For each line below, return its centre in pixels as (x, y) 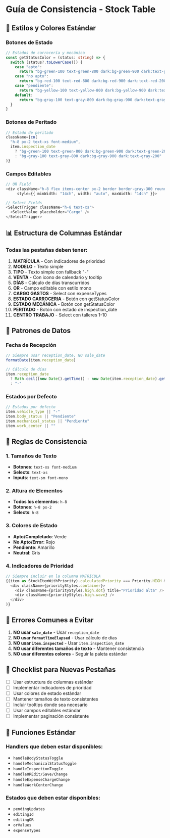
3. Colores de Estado (32, 526)
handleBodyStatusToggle (38, 758)
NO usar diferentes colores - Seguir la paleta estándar (70, 654)
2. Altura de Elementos (34, 491)
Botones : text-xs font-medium (45, 467)
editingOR (23, 820)
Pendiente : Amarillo (34, 547)
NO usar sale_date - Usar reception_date (56, 632)
